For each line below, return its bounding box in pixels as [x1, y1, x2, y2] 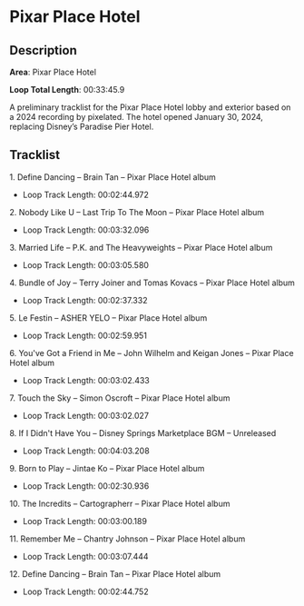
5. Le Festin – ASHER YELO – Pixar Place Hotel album [9, 312, 208, 323]
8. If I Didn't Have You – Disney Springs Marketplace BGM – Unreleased [9, 427, 277, 438]
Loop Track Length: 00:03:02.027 [22, 410, 150, 421]
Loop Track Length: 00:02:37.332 [22, 294, 148, 305]
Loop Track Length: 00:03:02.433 [22, 374, 150, 385]
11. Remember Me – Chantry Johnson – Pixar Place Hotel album [9, 533, 246, 544]
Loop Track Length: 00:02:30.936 [22, 480, 150, 492]
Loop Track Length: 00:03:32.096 [22, 224, 150, 235]
